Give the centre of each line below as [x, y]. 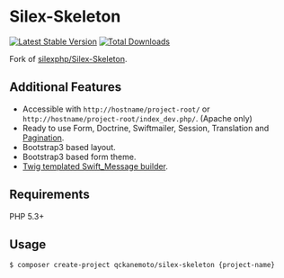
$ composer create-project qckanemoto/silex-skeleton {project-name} [142, 265]
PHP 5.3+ [27, 216]
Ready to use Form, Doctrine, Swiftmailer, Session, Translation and [146, 128]
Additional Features [66, 87]
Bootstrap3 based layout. [69, 147]
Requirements [49, 195]
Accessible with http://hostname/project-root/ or [116, 109]
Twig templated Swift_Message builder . [95, 166]
